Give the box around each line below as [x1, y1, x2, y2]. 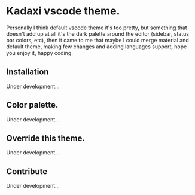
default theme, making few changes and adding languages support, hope [6, 43, 187, 50]
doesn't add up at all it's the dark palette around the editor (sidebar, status [6, 30, 190, 37]
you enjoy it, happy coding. [6, 49, 73, 56]
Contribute [6, 166, 48, 176]
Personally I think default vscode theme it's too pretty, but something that [6, 24, 187, 31]
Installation [6, 67, 49, 77]
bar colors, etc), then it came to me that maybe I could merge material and [6, 36, 190, 44]
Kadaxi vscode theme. [6, 4, 120, 18]
